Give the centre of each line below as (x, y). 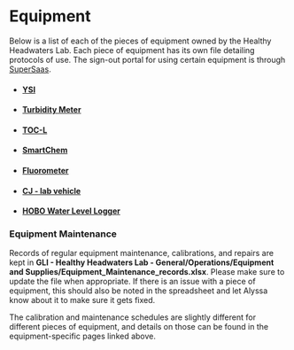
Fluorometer (45, 170)
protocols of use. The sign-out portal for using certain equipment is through (147, 59)
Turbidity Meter (51, 110)
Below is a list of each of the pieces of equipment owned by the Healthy (140, 41)
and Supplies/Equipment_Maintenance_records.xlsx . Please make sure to (147, 272)
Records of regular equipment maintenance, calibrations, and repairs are (142, 253)
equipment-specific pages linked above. (83, 336)
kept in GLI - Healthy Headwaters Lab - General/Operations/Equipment (142, 262)
